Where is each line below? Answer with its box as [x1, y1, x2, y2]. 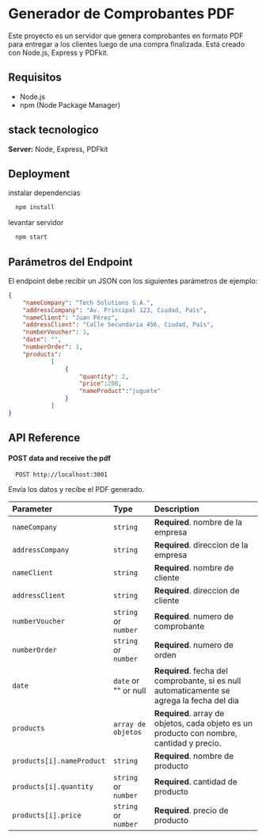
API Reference [8, 431, 81, 444]
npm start [15, 233, 47, 242]
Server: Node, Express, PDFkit [8, 144, 108, 154]
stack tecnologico [8, 124, 99, 137]
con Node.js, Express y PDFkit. [8, 48, 109, 57]
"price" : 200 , [78, 379, 123, 388]
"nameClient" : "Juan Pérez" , [22, 314, 119, 322]
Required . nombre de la [154, 517, 243, 528]
